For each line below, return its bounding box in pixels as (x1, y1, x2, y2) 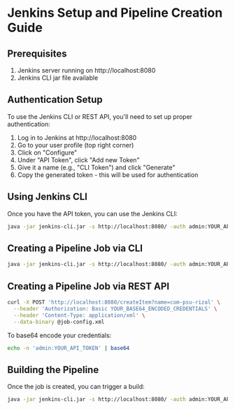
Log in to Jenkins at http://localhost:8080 (17, 133, 137, 141)
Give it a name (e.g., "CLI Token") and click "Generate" (17, 163, 176, 171)
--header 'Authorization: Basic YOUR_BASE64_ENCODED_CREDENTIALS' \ (13, 305, 218, 312)
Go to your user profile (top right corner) (17, 141, 134, 149)
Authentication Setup (7, 94, 103, 106)
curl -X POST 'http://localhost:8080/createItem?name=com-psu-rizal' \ (7, 299, 220, 306)
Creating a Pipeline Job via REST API (7, 280, 170, 292)
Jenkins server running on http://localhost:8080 (17, 66, 156, 74)
